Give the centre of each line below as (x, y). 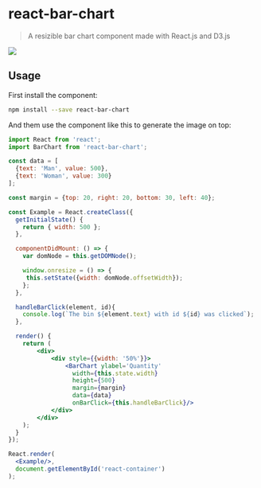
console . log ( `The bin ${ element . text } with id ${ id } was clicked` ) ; (138, 314)
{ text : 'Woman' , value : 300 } (64, 176)
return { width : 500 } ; (62, 227)
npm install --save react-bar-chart (69, 109)
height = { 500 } (93, 381)
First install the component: (53, 95)
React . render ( (32, 455)
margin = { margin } (99, 388)
